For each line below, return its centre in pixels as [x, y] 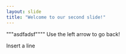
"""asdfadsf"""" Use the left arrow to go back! [63, 34]
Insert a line [21, 46]
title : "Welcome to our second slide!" [56, 17]
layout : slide [24, 12]
